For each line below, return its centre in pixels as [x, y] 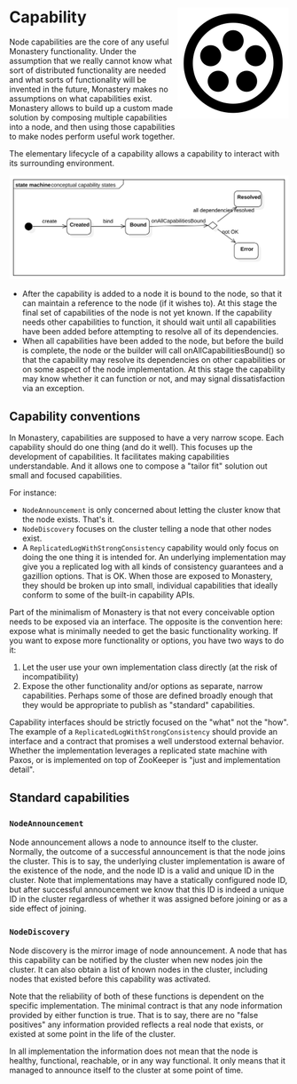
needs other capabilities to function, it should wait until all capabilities [149, 322]
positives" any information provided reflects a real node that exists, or [137, 1024]
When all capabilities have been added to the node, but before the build [152, 341]
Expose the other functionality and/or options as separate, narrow [142, 687]
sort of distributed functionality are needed [88, 70]
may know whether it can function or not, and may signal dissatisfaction [153, 379]
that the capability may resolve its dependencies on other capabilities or [154, 360]
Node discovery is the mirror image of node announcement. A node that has [148, 951]
